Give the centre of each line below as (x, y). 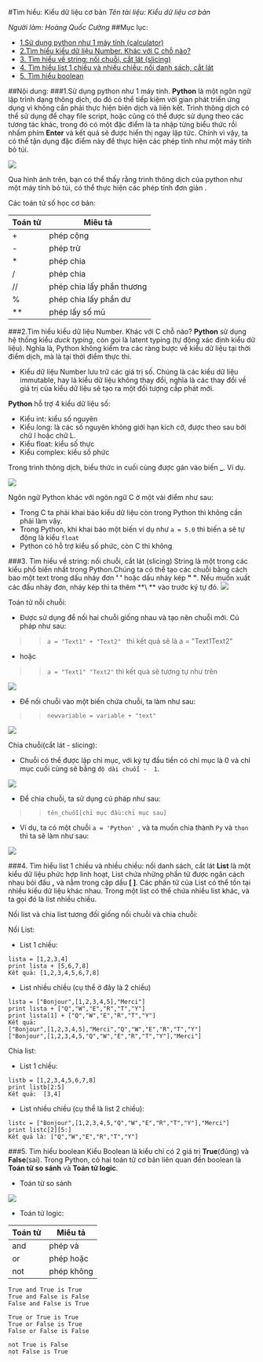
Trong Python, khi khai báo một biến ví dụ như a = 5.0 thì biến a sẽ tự (132, 529)
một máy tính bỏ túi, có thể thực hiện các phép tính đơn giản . (108, 188)
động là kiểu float (49, 537)
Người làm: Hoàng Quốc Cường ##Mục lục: (78, 27)
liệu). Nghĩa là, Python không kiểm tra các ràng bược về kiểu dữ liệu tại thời (130, 348)
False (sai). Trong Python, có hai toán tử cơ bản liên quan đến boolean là (125, 1159)
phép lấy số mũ (77, 312)
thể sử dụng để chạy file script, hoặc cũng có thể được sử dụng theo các (126, 116)
